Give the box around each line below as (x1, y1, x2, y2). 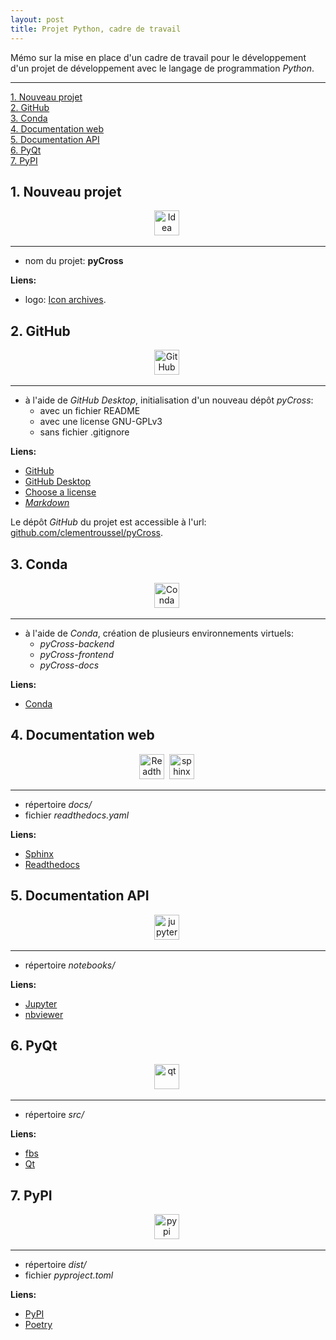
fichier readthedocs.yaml (24, 809, 130, 821)
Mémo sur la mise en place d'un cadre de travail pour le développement (10, 51, 307, 63)
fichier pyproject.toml (24, 1269, 114, 1281)
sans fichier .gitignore (39, 426, 130, 438)
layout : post (10, 14, 65, 25)
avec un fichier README (39, 405, 141, 417)
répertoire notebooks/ (24, 959, 116, 971)
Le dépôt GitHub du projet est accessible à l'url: (10, 516, 207, 528)
